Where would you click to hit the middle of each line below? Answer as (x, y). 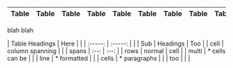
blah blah (20, 30)
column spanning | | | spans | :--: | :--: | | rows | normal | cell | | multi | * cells (116, 51)
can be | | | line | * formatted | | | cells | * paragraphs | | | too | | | (99, 58)
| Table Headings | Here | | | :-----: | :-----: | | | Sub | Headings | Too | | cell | (115, 43)
